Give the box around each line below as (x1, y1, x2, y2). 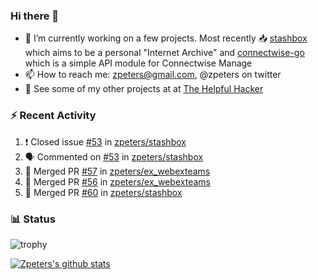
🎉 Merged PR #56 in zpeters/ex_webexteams (24, 175, 211, 188)
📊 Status (10, 212, 56, 226)
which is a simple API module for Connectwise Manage (24, 57, 253, 69)
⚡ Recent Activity (10, 109, 97, 123)
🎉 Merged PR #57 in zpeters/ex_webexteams (24, 165, 211, 177)
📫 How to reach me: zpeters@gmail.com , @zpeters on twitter (24, 69, 282, 81)
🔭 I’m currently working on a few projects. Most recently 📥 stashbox (24, 32, 308, 44)
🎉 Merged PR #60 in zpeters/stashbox (24, 186, 183, 198)
